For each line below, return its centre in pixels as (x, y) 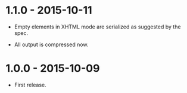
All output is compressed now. (51, 44)
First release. (30, 85)
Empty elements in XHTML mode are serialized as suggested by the (97, 27)
